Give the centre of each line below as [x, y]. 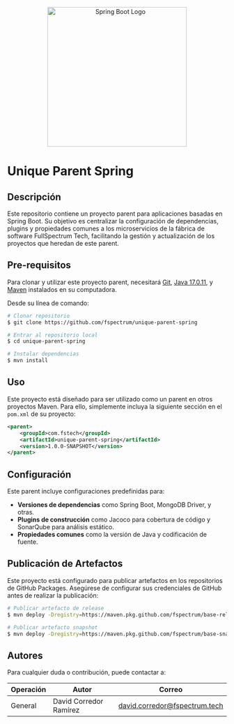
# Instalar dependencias [43, 354]
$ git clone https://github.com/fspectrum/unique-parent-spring [102, 322]
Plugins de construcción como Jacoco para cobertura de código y [114, 519]
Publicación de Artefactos [65, 564]
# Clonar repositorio [39, 316]
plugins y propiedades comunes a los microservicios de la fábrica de [106, 228]
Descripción [34, 197]
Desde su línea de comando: [48, 303]
